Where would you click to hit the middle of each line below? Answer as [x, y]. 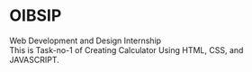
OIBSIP [36, 16]
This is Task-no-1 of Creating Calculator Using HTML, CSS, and [126, 49]
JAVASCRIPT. [35, 59]
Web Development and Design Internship [85, 40]
